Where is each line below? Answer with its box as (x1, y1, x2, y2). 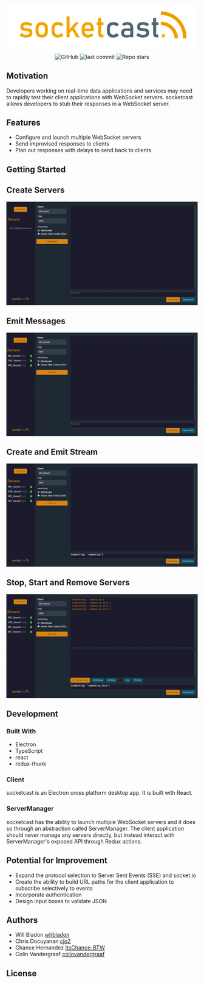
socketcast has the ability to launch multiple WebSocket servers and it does (6, 818, 196, 825)
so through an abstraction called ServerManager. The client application (6, 825, 184, 832)
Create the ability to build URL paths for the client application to (15, 878, 174, 885)
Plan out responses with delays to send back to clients (15, 147, 152, 154)
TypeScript (15, 747, 43, 755)
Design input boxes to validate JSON (15, 897, 107, 904)
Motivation (6, 71, 49, 81)
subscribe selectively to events (15, 884, 93, 892)
